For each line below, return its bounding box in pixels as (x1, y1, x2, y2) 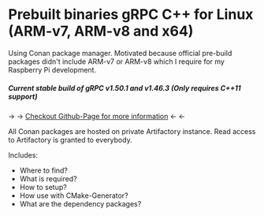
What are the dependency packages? (19, 199, 142, 208)
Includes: (8, 150, 38, 159)
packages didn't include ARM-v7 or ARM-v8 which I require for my (8, 57, 225, 66)
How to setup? (19, 182, 67, 192)
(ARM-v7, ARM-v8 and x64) (8, 22, 194, 40)
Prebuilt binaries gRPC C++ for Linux (8, 6, 254, 24)
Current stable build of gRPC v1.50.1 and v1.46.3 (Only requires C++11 (8, 83, 242, 92)
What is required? (19, 173, 77, 183)
